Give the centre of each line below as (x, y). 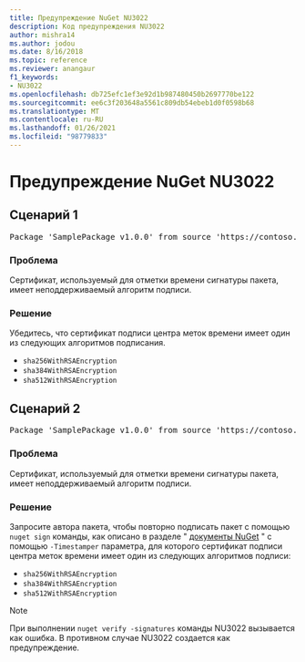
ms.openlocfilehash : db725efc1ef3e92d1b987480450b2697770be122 (132, 94)
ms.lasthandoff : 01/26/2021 (63, 129)
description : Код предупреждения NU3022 (87, 26)
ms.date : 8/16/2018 (46, 52)
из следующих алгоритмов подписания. (87, 343)
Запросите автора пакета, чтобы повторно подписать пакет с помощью (150, 526)
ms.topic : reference (49, 60)
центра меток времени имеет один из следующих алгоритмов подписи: (150, 555)
